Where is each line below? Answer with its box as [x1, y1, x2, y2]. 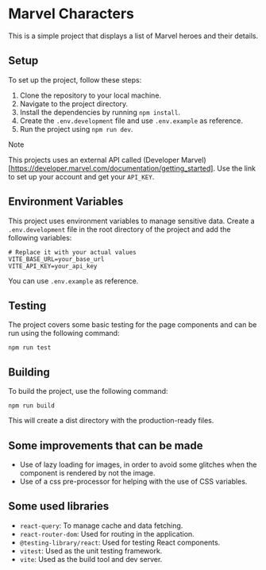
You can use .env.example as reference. [8, 275, 139, 286]
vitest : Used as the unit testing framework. [19, 545, 163, 556]
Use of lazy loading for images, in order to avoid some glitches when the [19, 460, 257, 469]
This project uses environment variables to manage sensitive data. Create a [8, 216, 256, 225]
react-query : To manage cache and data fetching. [19, 521, 183, 530]
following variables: [8, 233, 72, 242]
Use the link [217, 164, 256, 173]
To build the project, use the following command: [8, 387, 168, 396]
